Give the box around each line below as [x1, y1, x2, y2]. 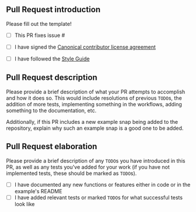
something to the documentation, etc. [6, 107, 97, 114]
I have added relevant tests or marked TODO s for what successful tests [14, 194, 183, 201]
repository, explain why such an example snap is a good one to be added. [6, 124, 184, 132]
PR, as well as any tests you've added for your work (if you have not [6, 163, 170, 170]
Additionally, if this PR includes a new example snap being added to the [6, 118, 178, 125]
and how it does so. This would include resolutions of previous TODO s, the [6, 94, 183, 102]
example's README [14, 187, 63, 194]
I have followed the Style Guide [14, 55, 90, 62]
